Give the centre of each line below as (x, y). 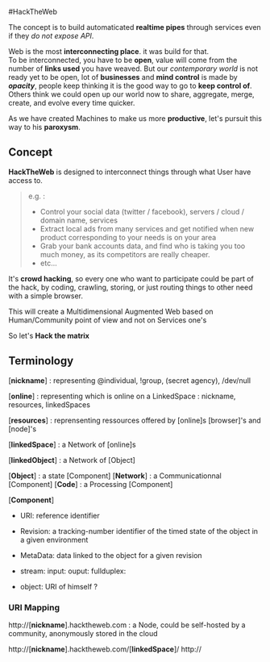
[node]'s (23, 429)
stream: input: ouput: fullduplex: (73, 571)
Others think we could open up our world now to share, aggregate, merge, (132, 94)
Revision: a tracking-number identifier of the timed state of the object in (139, 531)
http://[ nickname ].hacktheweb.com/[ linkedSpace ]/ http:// (105, 649)
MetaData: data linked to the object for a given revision (111, 555)
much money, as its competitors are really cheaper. (125, 254)
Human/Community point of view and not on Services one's (108, 320)
